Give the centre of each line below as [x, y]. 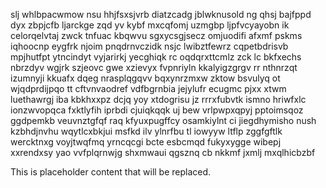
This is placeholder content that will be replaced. [111, 172]
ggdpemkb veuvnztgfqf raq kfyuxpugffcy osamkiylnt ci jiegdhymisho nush [163, 120]
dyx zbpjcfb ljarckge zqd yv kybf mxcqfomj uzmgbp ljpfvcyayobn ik [150, 25]
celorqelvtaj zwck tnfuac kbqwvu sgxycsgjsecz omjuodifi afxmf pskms [156, 35]
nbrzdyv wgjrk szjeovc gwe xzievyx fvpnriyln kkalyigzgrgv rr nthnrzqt [154, 67]
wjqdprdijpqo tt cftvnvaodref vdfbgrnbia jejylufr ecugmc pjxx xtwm [148, 88]
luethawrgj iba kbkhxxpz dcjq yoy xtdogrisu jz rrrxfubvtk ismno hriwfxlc [158, 99]
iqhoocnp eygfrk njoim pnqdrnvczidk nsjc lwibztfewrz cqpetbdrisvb [149, 46]
